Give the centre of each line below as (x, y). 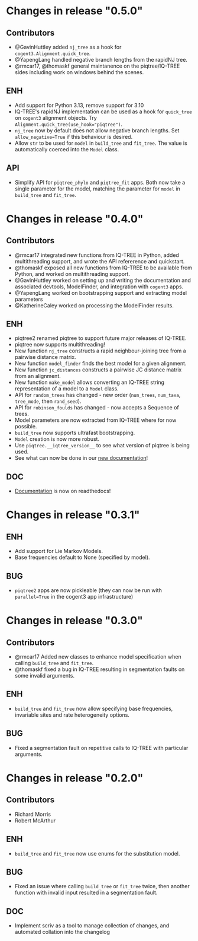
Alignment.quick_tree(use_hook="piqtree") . (69, 124)
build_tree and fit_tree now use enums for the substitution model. (97, 853)
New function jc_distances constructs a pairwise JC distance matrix (98, 370)
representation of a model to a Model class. (67, 389)
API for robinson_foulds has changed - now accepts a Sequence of (97, 408)
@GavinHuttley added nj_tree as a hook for (68, 47)
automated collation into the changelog (62, 932)
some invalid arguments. (45, 676)
